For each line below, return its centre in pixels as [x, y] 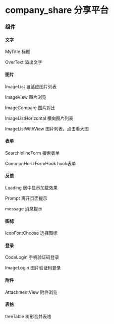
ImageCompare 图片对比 [30, 108]
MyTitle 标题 [18, 52]
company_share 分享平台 [57, 10]
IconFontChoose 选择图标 [31, 233]
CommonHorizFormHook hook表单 [41, 163]
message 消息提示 [24, 208]
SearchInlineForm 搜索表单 [32, 153]
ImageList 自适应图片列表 [31, 86]
